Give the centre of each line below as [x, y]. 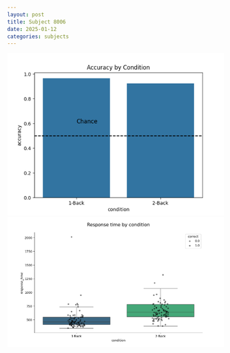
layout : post [26, 14]
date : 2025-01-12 [32, 29]
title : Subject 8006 [37, 22]
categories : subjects [38, 36]
